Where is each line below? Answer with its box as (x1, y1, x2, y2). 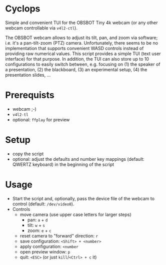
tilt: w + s (27, 222, 45, 228)
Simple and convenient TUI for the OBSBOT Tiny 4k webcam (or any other (5, 20, 158, 26)
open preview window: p (19, 248, 70, 254)
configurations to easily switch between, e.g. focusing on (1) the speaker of (5, 61, 160, 67)
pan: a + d (27, 216, 48, 223)
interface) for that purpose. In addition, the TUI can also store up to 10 (5, 56, 149, 62)
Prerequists (5, 90, 55, 101)
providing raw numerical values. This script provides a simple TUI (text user (5, 51, 161, 57)
